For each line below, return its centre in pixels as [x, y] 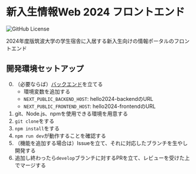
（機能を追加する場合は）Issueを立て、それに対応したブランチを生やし [101, 143]
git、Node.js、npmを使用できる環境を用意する [71, 113]
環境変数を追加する [47, 91]
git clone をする [35, 121]
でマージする [30, 165]
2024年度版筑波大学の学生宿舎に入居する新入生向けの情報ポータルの [90, 41]
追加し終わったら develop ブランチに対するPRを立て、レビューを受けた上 [102, 157]
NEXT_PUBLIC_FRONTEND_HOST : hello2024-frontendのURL [90, 106]
